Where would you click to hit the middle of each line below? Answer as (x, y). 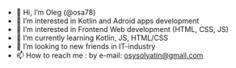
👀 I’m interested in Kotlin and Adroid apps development (107, 21)
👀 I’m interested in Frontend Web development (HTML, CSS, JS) (122, 29)
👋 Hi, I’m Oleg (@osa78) (56, 12)
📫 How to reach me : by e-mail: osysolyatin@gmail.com (110, 55)
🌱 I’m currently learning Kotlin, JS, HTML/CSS (92, 38)
